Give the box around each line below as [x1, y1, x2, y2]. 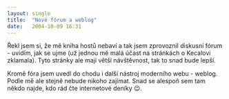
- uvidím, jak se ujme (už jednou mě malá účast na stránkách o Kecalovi [7, 49, 211, 57]
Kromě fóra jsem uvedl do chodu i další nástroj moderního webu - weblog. [7, 69, 218, 78]
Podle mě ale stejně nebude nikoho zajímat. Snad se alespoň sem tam [7, 77, 206, 85]
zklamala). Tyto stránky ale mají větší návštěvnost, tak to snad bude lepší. [7, 56, 216, 65]
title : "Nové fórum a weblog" [7, 16, 97, 23]
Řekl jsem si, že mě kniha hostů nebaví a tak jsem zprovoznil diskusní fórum [7, 42, 223, 50]
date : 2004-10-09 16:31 [7, 23, 81, 30]
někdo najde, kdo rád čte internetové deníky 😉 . [7, 84, 143, 93]
